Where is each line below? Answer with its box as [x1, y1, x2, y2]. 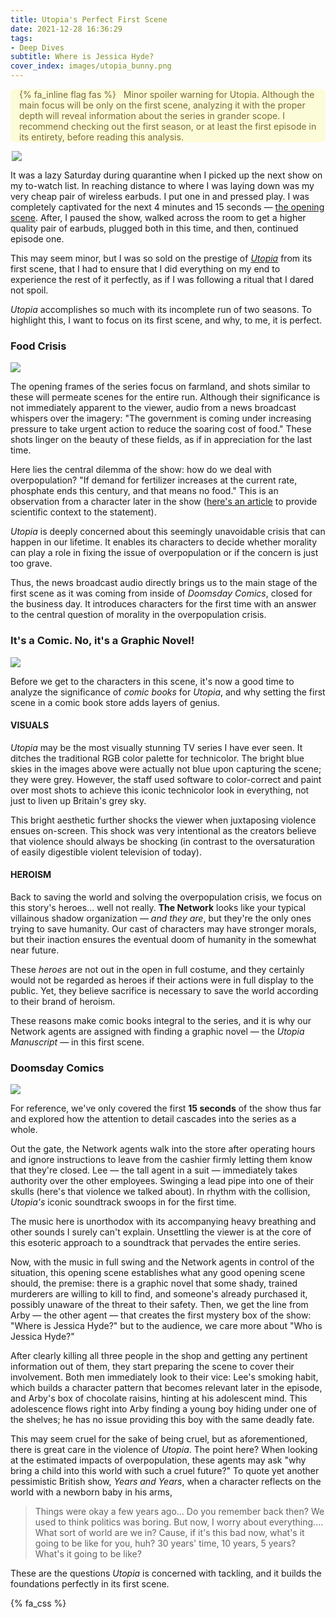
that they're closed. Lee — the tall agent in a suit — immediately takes [10, 1164, 298, 1176]
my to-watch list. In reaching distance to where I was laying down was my [10, 180, 315, 191]
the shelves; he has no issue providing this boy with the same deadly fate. [10, 1414, 315, 1426]
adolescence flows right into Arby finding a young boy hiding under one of [10, 1403, 317, 1415]
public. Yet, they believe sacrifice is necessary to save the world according [10, 985, 319, 996]
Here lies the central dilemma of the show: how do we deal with [10, 464, 272, 476]
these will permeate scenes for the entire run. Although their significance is [10, 391, 321, 403]
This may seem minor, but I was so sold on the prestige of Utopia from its [10, 252, 313, 264]
